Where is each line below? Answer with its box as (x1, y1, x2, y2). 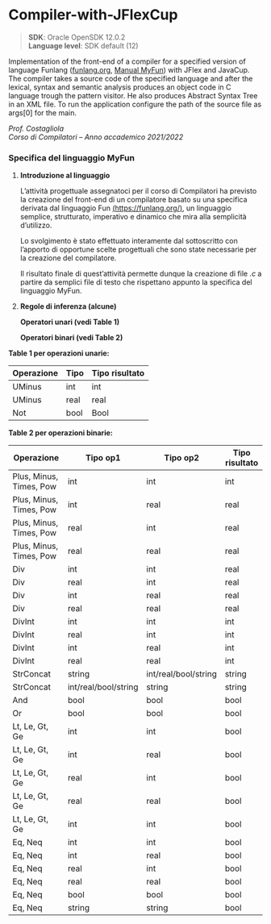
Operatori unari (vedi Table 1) (19, 317, 119, 327)
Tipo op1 (85, 452, 121, 464)
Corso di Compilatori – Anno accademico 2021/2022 (8, 131, 184, 142)
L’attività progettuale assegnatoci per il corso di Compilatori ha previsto (19, 186, 257, 196)
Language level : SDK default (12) (27, 40, 139, 50)
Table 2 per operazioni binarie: (8, 428, 113, 438)
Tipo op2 (164, 452, 200, 464)
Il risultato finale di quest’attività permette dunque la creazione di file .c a (19, 268, 262, 279)
